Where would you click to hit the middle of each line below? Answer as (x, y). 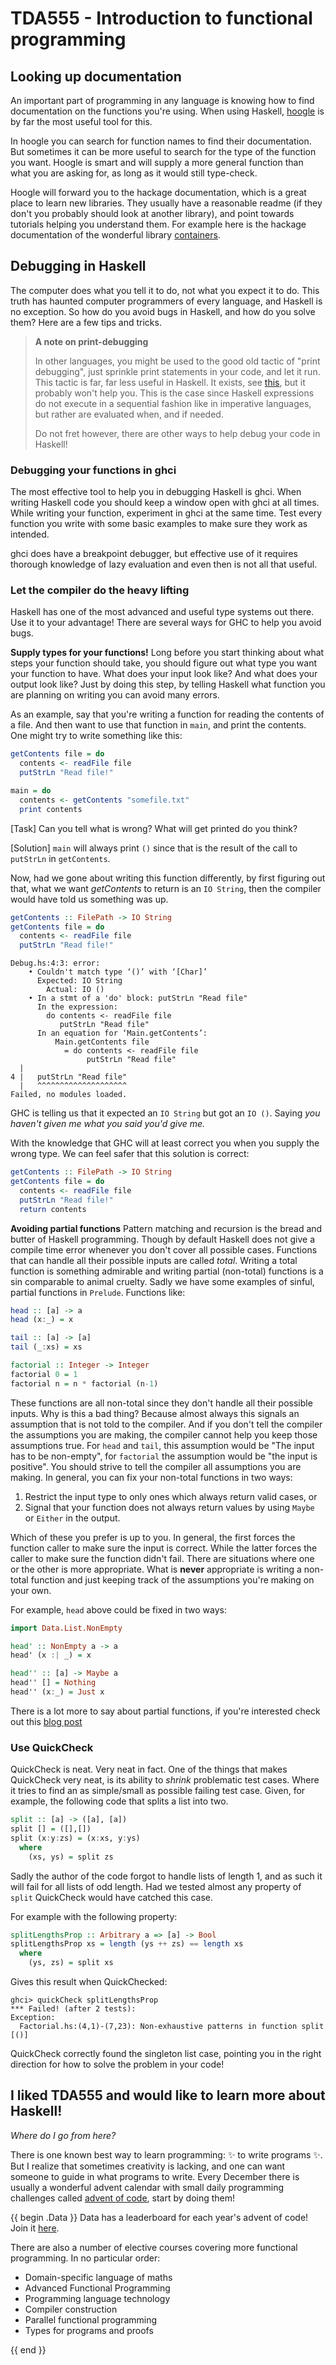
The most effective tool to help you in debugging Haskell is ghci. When (156, 492)
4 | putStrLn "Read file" (69, 1077)
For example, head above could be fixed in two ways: (118, 1609)
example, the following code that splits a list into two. (119, 1801)
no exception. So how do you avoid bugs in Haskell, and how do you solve (163, 311)
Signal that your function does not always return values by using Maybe (169, 1507)
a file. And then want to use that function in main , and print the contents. (158, 725)
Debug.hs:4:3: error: (55, 963)
